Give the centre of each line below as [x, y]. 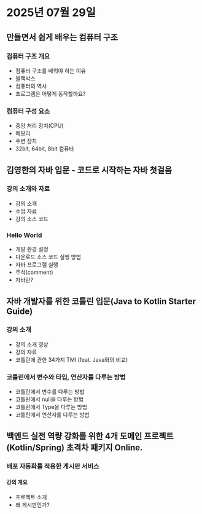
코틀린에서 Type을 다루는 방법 [51, 407]
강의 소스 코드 [32, 219]
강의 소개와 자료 [28, 189]
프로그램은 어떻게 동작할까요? [50, 93]
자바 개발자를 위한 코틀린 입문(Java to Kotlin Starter [101, 301]
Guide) [20, 311]
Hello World [24, 235]
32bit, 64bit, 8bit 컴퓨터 [45, 149]
